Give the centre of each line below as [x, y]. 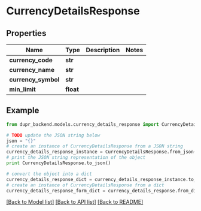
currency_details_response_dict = [49, 179]
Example [23, 111]
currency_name [32, 70]
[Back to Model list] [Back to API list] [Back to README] [75, 202]
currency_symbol [34, 79]
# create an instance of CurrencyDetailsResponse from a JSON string [95, 146]
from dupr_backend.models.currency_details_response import [83, 124]
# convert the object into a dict [49, 174]
